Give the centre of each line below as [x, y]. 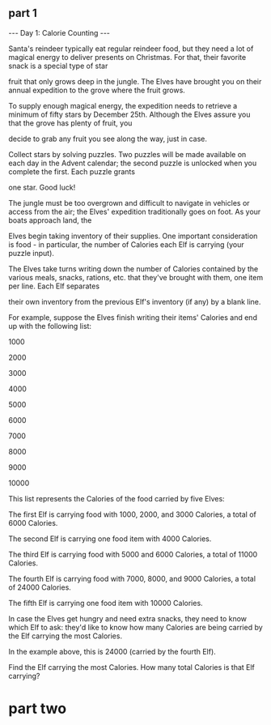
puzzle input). [32, 253]
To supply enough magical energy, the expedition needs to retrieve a [123, 105]
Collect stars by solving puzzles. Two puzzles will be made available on [127, 154]
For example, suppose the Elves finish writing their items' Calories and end [133, 317]
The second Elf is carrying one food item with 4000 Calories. [110, 539]
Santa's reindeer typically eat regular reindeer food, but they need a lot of [131, 49]
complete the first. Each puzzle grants [72, 171]
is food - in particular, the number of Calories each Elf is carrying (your [126, 244]
